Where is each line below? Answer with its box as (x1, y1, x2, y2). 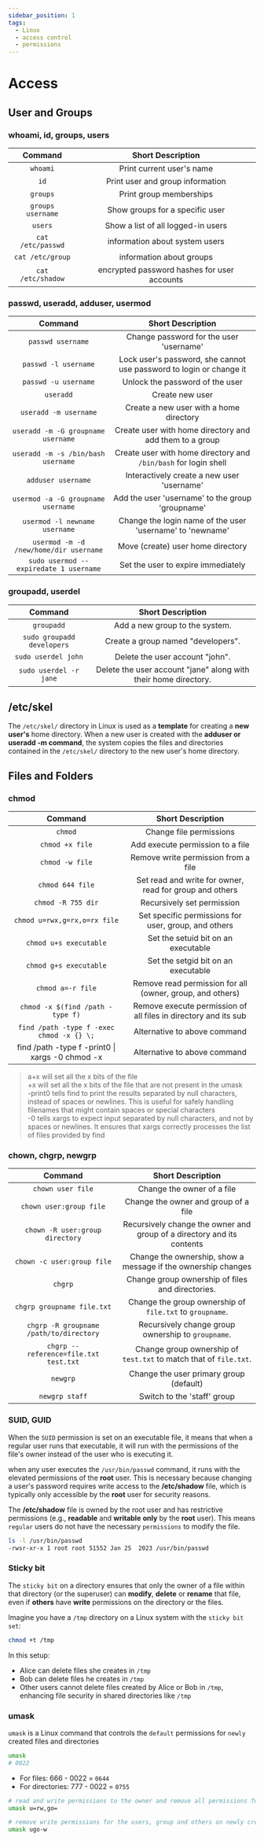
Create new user (152, 389, 214, 400)
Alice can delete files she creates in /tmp (19, 1666, 151, 1675)
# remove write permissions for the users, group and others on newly (8, 1818, 244, 1826)
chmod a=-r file (35, 984, 97, 993)
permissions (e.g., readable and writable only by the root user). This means (8, 1513, 255, 1522)
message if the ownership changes (122, 1261, 252, 1272)
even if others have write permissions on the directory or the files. (8, 1597, 224, 1607)
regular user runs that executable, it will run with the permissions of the (8, 1441, 239, 1450)
